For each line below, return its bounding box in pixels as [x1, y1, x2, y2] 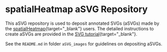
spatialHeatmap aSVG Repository [5, 4, 148, 15]
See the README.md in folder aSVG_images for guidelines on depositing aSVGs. [5, 40, 162, 46]
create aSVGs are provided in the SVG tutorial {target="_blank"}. [5, 31, 137, 37]
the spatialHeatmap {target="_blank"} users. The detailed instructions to [5, 25, 154, 31]
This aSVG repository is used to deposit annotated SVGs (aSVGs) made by [5, 20, 159, 26]
